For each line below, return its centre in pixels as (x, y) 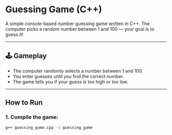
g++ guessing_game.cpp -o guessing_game (49, 128)
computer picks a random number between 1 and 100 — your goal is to (80, 29)
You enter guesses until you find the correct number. (68, 76)
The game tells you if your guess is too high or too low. (70, 82)
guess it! (14, 34)
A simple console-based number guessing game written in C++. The (78, 24)
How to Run (24, 103)
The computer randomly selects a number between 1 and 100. (78, 71)
